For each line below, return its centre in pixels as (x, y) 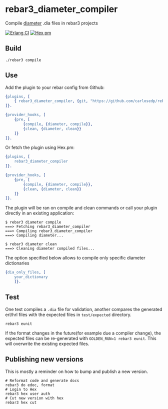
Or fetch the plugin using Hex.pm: (40, 147)
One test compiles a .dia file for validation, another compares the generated (84, 309)
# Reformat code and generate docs (42, 380)
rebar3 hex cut (21, 402)
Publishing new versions (44, 359)
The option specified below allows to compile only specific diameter (75, 258)
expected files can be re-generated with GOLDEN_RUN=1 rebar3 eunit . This (81, 338)
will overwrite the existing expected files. (47, 343)
